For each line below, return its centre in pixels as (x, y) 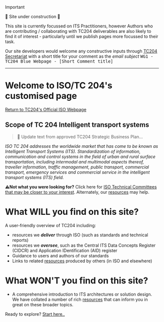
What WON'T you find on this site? (77, 280)
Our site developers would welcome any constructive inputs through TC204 (81, 51)
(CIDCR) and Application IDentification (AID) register (65, 250)
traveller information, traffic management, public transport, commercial (77, 167)
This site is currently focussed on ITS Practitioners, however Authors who (79, 26)
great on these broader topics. (43, 304)
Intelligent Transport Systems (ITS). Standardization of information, (73, 151)
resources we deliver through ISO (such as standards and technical (80, 235)
